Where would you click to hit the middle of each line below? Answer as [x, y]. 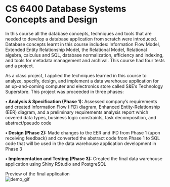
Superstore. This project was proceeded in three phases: [65, 91]
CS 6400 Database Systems [66, 9]
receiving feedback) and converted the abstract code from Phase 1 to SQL [83, 138]
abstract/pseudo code [28, 123]
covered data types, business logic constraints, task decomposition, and [81, 117]
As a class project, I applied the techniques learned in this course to [76, 75]
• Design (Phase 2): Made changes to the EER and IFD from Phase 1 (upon [83, 132]
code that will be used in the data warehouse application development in [81, 143]
